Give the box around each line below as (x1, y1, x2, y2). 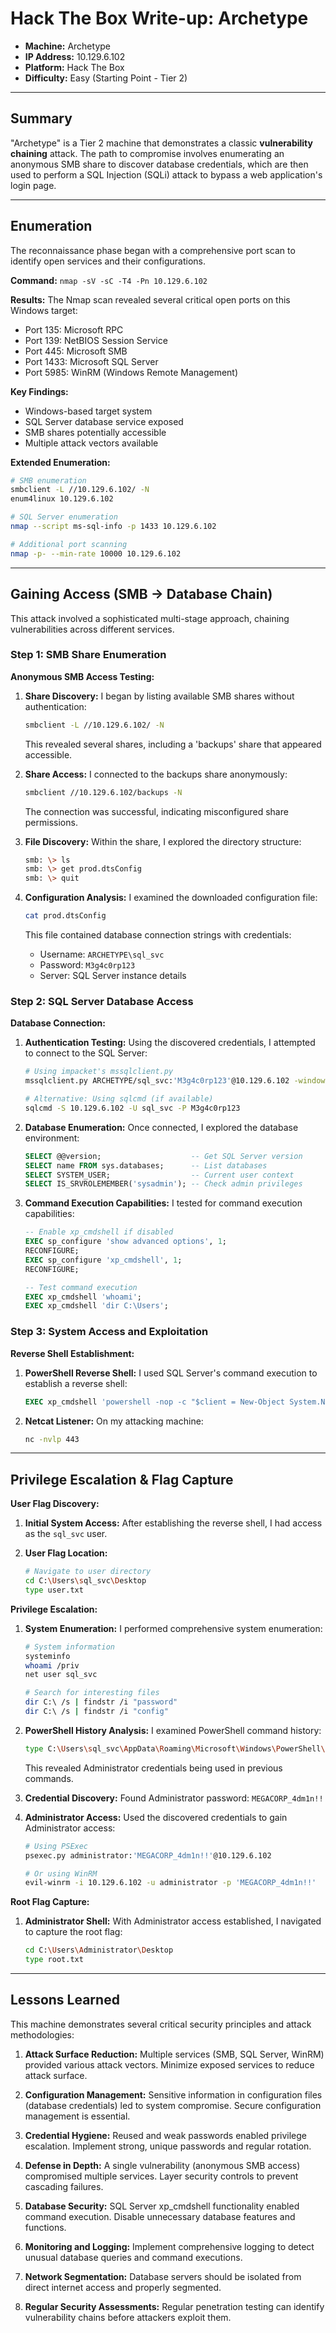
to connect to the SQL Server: (24, 1047, 148, 1059)
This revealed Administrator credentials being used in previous (24, 1762, 283, 1774)
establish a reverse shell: (24, 1377, 128, 1389)
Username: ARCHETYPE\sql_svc (39, 948, 165, 961)
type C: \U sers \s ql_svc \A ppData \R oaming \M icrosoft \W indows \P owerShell (24, 1743, 322, 1754)
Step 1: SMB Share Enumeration (10, 648, 167, 662)
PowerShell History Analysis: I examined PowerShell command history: (24, 1724, 322, 1736)
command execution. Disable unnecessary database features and (24, 2210, 296, 2222)
